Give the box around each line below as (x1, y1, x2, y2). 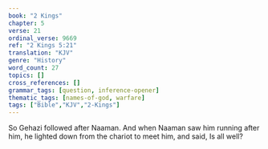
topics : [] (8, 71, 45, 79)
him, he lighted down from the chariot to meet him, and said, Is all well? (8, 131, 243, 141)
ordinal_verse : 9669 (8, 34, 78, 42)
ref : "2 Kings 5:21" (8, 42, 78, 50)
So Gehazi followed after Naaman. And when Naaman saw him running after (8, 123, 260, 133)
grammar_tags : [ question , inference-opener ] (8, 86, 160, 95)
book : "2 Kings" (8, 11, 63, 20)
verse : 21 (8, 26, 42, 34)
